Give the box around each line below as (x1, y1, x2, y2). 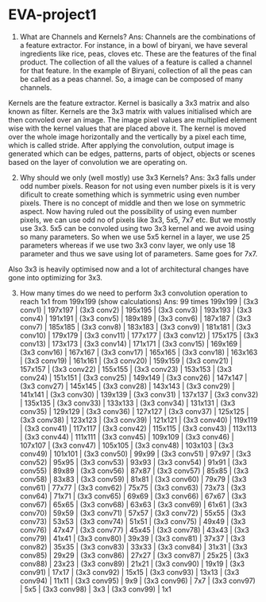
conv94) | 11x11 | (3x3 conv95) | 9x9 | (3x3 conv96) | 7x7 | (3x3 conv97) (19, 576, 256, 585)
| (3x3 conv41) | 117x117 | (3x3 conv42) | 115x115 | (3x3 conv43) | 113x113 (19, 424, 257, 433)
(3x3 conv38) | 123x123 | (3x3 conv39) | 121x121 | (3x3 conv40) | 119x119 (19, 415, 258, 424)
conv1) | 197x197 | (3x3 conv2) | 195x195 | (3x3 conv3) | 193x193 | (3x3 (19, 305, 253, 315)
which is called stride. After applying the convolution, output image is (8, 140, 234, 150)
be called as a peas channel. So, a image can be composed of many (19, 74, 244, 84)
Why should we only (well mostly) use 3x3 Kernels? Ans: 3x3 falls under (19, 173, 256, 182)
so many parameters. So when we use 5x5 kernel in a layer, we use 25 (19, 232, 250, 241)
